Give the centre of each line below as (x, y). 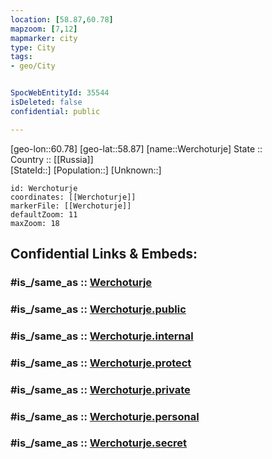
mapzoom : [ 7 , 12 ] (44, 29)
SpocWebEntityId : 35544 (60, 93)
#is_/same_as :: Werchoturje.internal (102, 336)
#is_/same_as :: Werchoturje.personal (105, 416)
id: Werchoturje (44, 188)
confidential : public (55, 111)
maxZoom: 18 (35, 223)
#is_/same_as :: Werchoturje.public (98, 309)
